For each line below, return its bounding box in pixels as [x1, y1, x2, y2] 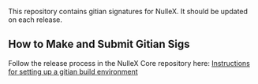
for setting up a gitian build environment [8, 67, 138, 76]
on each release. [8, 15, 63, 24]
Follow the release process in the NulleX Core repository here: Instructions [8, 58, 250, 68]
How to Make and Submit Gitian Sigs [8, 38, 190, 51]
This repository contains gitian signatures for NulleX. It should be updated [8, 7, 249, 16]
